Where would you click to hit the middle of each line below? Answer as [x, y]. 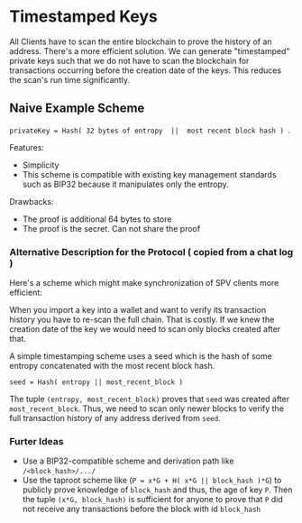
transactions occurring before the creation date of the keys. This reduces [146, 70]
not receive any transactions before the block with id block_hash [142, 509]
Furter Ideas [37, 441]
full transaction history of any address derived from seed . [115, 418]
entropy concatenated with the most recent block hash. [112, 366]
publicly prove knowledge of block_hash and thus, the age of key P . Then [157, 490]
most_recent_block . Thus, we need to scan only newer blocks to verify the [146, 408]
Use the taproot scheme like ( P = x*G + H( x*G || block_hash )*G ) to [152, 481]
